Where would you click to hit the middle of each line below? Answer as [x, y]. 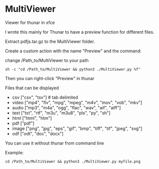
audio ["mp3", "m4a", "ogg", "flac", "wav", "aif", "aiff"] [66, 107]
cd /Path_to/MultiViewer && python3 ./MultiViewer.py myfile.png [73, 161]
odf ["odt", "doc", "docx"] [38, 133]
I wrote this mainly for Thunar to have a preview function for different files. [80, 32]
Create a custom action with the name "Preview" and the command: [73, 51]
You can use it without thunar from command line [54, 143]
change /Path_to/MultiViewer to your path [47, 60]
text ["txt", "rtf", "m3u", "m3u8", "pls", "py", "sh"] [61, 113]
